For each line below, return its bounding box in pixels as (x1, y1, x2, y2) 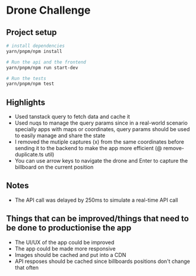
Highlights (6, 97, 46, 107)
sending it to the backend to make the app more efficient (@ (14, 145, 162, 152)
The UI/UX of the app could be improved (14, 239, 115, 246)
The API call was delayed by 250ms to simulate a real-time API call (14, 196, 178, 204)
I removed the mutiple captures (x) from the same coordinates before (14, 138, 184, 145)
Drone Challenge (6, 4, 91, 17)
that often (14, 264, 39, 271)
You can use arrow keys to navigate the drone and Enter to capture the (14, 157, 188, 164)
